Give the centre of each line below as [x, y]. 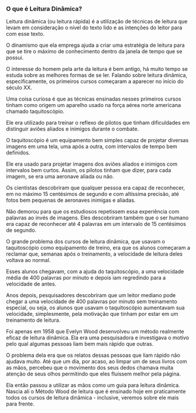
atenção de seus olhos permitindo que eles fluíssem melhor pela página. [94, 374]
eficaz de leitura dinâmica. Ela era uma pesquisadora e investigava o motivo [97, 338]
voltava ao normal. [28, 260]
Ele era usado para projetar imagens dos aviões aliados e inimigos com [92, 164]
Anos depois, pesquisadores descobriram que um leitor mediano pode [91, 295]
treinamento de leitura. [33, 320]
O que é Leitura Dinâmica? [44, 9]
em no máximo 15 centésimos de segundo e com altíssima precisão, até [93, 194]
